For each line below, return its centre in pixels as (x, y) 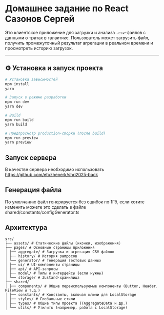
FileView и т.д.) (23, 290)
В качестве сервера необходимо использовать (55, 170)
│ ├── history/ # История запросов (41, 256)
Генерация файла (33, 190)
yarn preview (18, 143)
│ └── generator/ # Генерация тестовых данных (53, 260)
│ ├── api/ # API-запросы (31, 269)
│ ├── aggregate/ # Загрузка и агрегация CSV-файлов (60, 252)
